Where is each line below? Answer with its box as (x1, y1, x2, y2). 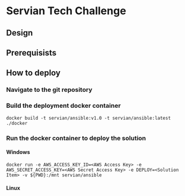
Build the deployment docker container (6, 102, 121, 110)
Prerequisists (6, 47, 57, 57)
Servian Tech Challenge (6, 4, 126, 18)
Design (6, 28, 33, 38)
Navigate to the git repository (6, 86, 93, 94)
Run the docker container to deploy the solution (6, 134, 146, 142)
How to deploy (6, 68, 61, 78)
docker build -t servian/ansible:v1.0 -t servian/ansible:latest (6, 115, 171, 121)
